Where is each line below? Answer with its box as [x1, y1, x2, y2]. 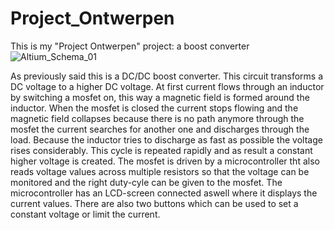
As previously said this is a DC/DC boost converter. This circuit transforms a [10, 70, 324, 82]
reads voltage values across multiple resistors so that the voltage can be [10, 165, 310, 177]
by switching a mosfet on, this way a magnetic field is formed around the [10, 91, 310, 103]
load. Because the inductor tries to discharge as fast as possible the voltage [10, 133, 323, 146]
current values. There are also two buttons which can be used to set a [10, 197, 299, 209]
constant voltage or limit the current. [10, 208, 161, 220]
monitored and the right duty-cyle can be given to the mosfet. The [10, 176, 283, 188]
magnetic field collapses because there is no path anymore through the [10, 112, 305, 124]
